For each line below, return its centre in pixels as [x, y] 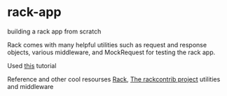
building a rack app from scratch [54, 31]
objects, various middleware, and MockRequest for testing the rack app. [111, 52]
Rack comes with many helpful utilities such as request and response [107, 45]
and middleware [30, 86]
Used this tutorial [32, 65]
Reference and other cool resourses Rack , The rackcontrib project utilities [114, 79]
